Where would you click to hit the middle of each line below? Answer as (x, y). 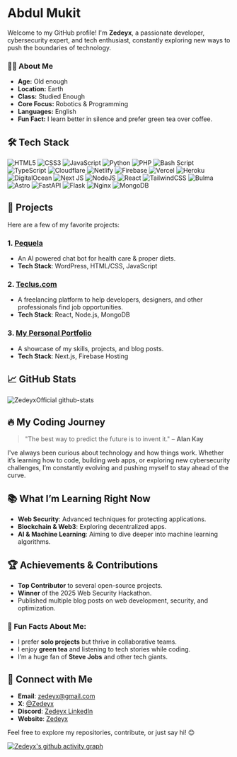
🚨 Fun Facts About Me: (47, 626)
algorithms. (34, 542)
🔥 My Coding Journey (57, 422)
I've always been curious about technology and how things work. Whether (116, 453)
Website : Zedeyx (43, 719)
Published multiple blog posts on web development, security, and (113, 601)
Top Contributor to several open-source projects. (90, 585)
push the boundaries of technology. (59, 47)
